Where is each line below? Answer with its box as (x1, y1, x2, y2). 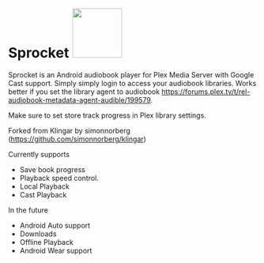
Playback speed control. (19, 173, 99, 182)
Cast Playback (19, 190, 67, 199)
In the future (8, 205, 49, 215)
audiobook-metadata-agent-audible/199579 (8, 95, 152, 104)
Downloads (19, 229, 57, 239)
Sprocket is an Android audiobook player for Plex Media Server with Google (8, 70, 255, 79)
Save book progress (19, 164, 85, 174)
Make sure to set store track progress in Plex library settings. (8, 111, 207, 120)
